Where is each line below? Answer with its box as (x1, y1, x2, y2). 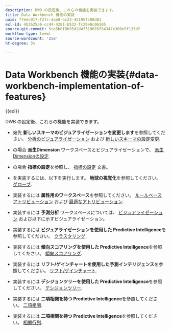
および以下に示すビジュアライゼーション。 (18, 215, 108, 222)
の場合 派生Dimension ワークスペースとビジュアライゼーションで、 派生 (12, 146, 164, 152)
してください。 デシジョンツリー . (12, 284, 83, 291)
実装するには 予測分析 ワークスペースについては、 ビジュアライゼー (12, 209, 154, 215)
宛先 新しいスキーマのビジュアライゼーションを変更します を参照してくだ (12, 129, 166, 136)
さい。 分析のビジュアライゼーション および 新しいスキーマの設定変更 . (12, 136, 161, 142)
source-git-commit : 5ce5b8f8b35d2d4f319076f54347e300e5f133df (5, 27, 140, 32)
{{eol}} (5, 108, 19, 114)
